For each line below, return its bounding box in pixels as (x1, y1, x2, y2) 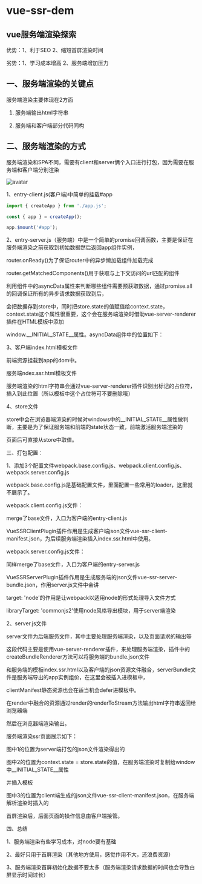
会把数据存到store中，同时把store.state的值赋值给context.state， (6, 303, 168, 310)
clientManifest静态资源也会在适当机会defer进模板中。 (6, 686, 140, 694)
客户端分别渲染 (22, 166, 59, 173)
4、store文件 (6, 403, 39, 410)
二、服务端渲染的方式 (6, 141, 86, 151)
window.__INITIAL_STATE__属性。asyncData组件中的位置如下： (6, 331, 164, 338)
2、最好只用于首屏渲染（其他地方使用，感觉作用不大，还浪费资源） (6, 851, 174, 858)
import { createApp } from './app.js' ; (6, 202, 107, 209)
